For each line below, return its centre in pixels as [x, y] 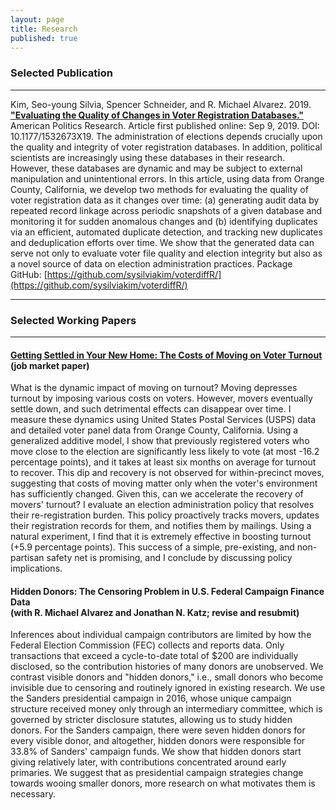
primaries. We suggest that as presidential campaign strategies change [157, 773]
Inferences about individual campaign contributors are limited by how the [161, 635]
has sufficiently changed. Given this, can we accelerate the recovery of [157, 494]
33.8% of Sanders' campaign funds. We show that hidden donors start [156, 752]
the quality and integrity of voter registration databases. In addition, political [166, 147]
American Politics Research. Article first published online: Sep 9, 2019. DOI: [165, 125]
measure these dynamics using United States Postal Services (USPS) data [163, 420]
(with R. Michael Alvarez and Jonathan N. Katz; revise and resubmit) [155, 612]
